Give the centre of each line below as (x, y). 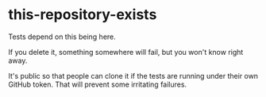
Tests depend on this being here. (62, 37)
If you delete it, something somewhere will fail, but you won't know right (126, 52)
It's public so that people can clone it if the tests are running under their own (133, 76)
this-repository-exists (83, 15)
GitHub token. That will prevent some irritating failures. (98, 84)
